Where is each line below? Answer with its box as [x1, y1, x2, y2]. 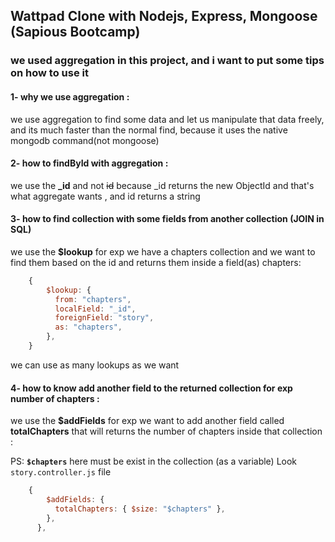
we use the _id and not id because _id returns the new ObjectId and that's [10, 179, 315, 191]
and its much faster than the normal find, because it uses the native [10, 124, 288, 136]
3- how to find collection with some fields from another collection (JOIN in [10, 213, 325, 225]
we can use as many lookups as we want [10, 359, 180, 371]
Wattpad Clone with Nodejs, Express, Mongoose [10, 8, 318, 25]
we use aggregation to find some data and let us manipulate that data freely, [10, 113, 325, 125]
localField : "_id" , [54, 304, 137, 314]
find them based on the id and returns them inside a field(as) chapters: [10, 256, 302, 268]
